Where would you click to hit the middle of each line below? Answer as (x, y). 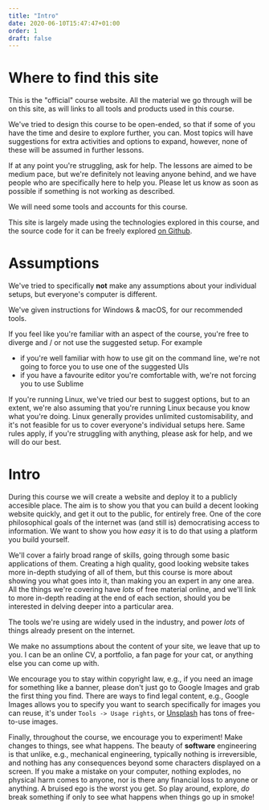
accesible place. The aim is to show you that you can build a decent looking (133, 506)
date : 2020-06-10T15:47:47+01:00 (64, 23)
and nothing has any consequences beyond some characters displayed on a (134, 763)
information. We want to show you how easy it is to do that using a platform (133, 531)
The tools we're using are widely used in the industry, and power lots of (126, 622)
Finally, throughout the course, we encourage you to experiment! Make (126, 738)
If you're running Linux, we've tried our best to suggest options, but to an (129, 400)
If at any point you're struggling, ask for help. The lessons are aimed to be (130, 166)
